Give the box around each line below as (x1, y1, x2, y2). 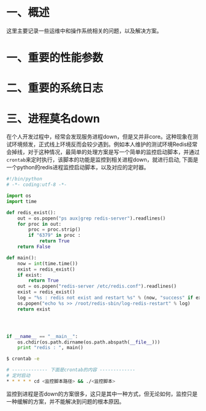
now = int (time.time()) (17, 260, 78, 267)
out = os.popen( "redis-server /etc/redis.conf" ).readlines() (17, 283, 177, 290)
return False (17, 244, 51, 250)
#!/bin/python (6, 176, 43, 182)
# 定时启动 (6, 372, 31, 378)
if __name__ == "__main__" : (6, 333, 78, 339)
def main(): (6, 255, 37, 261)
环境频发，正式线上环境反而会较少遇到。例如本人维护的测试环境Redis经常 (11, 140, 198, 148)
